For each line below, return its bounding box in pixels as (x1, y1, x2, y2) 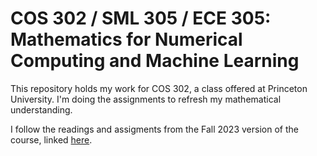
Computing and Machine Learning (10, 50, 300, 72)
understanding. (10, 103, 73, 116)
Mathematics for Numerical (10, 28, 243, 51)
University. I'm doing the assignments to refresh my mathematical (10, 93, 282, 105)
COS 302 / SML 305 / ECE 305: (10, 7, 272, 30)
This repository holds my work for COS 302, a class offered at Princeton (10, 82, 308, 94)
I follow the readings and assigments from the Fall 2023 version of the (10, 123, 299, 135)
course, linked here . (10, 133, 93, 146)
